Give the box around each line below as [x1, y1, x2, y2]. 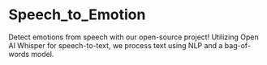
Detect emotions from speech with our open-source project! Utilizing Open [8, 32, 259, 42]
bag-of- [224, 40, 252, 50]
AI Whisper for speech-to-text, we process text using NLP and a [8, 40, 223, 50]
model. [31, 49, 54, 59]
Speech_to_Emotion [8, 6, 146, 24]
